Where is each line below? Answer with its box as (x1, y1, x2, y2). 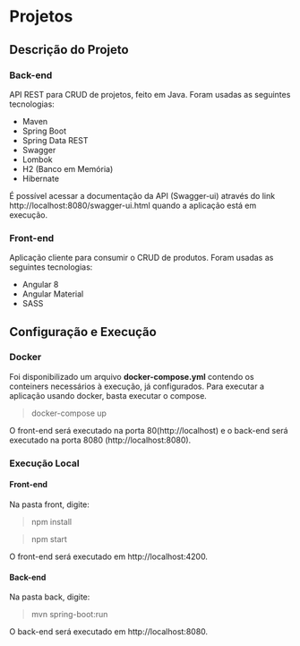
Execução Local (9, 457, 80, 469)
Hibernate (21, 173, 60, 184)
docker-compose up (30, 408, 107, 418)
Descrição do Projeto (9, 42, 129, 57)
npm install (30, 516, 73, 527)
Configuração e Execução (9, 324, 157, 340)
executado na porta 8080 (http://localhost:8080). (9, 435, 192, 445)
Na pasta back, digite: (9, 591, 90, 602)
